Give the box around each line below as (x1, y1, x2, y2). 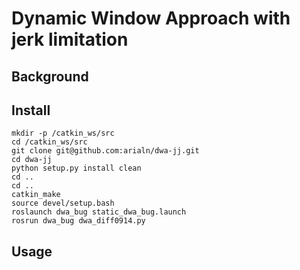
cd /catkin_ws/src (11, 137, 88, 147)
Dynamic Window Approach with (11, 7, 291, 30)
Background (11, 68, 89, 85)
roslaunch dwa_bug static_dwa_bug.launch (11, 207, 187, 217)
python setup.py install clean (11, 163, 142, 174)
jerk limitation (11, 28, 129, 51)
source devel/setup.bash (11, 198, 115, 209)
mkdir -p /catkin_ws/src (11, 128, 115, 139)
